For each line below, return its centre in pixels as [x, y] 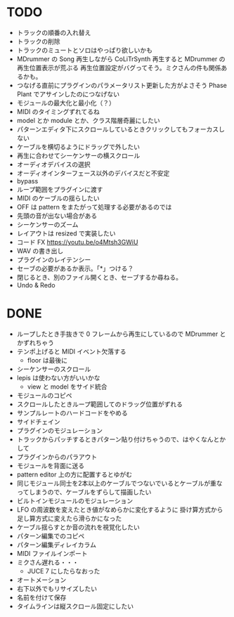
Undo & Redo [36, 285]
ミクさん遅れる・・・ [47, 562]
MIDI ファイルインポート [52, 553]
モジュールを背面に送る [51, 465]
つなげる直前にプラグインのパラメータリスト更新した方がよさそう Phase [122, 85]
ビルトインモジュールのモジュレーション [75, 500]
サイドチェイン [38, 422]
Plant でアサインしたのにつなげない [68, 94]
